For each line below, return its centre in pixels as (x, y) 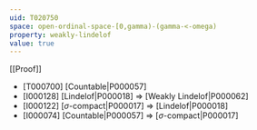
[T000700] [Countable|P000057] (84, 86)
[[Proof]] (26, 69)
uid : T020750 (34, 18)
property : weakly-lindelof (60, 35)
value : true (32, 43)
